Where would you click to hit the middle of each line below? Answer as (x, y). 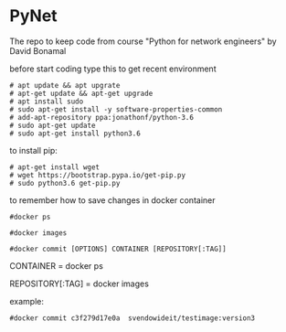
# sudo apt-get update (53, 125)
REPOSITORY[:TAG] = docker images (79, 284)
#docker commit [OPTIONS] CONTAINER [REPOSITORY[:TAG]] (118, 249)
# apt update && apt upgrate (65, 85)
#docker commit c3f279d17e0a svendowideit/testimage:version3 (132, 318)
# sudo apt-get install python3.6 (75, 134)
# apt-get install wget (55, 167)
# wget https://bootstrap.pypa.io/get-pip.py (97, 175)
